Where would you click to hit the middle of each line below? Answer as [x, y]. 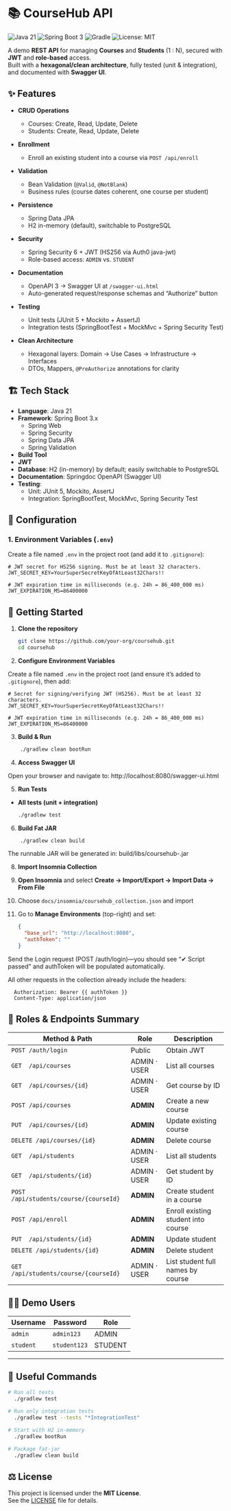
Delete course [189, 1140]
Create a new [188, 1101]
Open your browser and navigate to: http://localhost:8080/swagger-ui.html [113, 775]
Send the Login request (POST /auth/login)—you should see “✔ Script [106, 959]
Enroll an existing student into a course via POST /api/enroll [113, 157]
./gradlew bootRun [40, 1436]
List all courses [190, 1065]
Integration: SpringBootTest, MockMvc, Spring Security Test [113, 498]
